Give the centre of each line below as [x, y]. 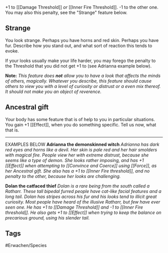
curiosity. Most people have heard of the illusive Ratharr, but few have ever [83, 201]
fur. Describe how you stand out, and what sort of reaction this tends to [79, 45]
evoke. [12, 51]
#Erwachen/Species [26, 245]
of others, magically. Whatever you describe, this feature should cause [78, 81]
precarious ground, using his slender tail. [47, 217]
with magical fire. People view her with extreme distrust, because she [77, 155]
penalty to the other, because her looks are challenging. [63, 176]
